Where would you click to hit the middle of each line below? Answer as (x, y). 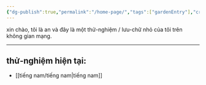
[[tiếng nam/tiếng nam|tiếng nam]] (59, 76)
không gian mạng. (29, 36)
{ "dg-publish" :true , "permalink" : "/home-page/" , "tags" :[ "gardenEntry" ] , (100, 12)
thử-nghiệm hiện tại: (47, 61)
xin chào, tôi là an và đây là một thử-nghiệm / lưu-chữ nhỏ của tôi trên (94, 29)
